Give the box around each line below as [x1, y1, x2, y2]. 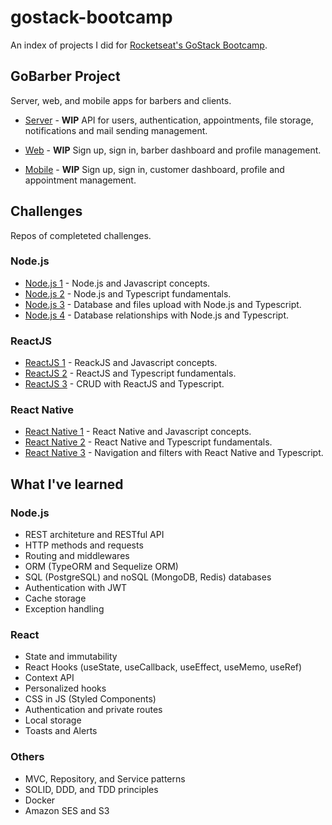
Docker [24, 794, 56, 806]
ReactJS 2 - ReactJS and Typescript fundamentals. [24, 367, 237, 380]
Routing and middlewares [24, 550, 130, 562]
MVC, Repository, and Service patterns [24, 772, 186, 785]
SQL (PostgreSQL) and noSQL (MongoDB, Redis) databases [24, 571, 272, 583]
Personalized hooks [24, 682, 107, 695]
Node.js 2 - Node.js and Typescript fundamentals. [24, 287, 232, 300]
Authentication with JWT [24, 582, 128, 594]
